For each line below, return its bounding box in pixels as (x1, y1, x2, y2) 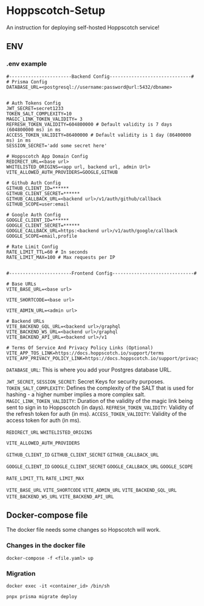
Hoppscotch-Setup (6, 4, 106, 18)
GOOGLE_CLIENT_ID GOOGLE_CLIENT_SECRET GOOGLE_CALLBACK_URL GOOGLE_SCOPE (6, 463, 193, 470)
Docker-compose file (6, 510, 88, 520)
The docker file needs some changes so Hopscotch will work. (6, 526, 161, 534)
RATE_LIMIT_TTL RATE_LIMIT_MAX (6, 475, 84, 481)
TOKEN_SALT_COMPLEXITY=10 (6, 111, 72, 117)
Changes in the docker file (6, 542, 86, 550)
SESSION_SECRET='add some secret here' (6, 142, 107, 149)
